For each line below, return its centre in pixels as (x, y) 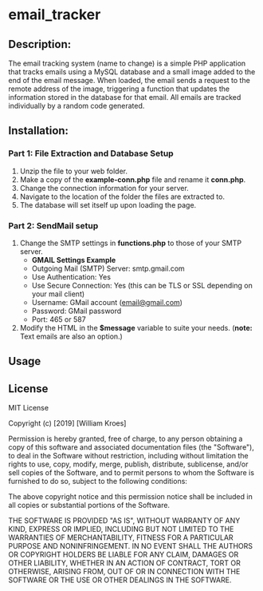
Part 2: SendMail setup (53, 225)
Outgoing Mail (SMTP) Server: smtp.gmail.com (108, 268)
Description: (40, 44)
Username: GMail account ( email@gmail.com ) (107, 302)
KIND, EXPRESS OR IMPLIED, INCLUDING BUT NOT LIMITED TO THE (121, 530)
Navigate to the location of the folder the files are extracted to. (122, 196)
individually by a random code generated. (77, 106)
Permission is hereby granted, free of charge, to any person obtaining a (126, 439)
